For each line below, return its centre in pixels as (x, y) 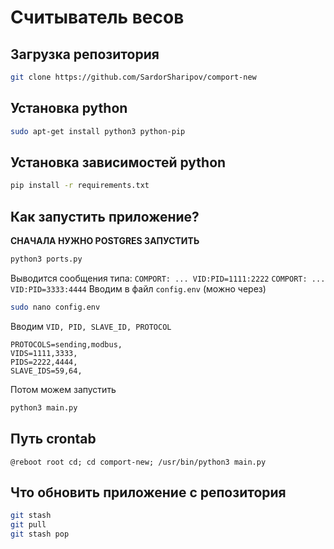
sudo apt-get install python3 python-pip (98, 131)
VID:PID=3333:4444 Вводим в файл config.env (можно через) (138, 288)
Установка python (69, 108)
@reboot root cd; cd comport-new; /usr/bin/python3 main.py (138, 462)
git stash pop (40, 534)
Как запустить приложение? (105, 216)
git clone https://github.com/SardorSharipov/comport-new (133, 77)
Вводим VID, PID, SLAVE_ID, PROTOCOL (91, 326)
